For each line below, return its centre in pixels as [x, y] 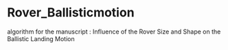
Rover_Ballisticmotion [71, 13]
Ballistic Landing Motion [41, 38]
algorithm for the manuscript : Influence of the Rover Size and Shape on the [114, 32]
